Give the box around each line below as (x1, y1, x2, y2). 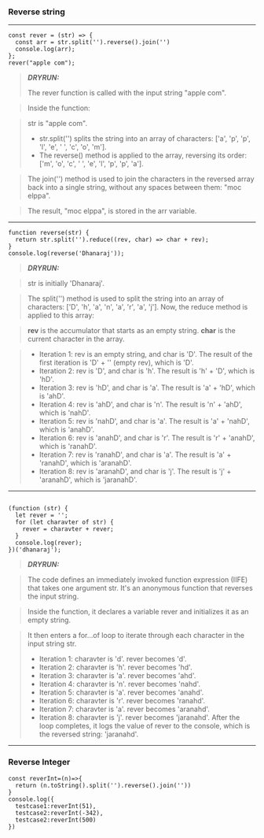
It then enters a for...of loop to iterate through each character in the (27, 631, 245, 640)
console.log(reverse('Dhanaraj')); (8, 250, 125, 258)
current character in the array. (27, 334, 125, 344)
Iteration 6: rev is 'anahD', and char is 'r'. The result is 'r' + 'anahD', (38, 433, 255, 443)
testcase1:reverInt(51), (15, 802, 97, 810)
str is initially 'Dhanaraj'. (27, 279, 104, 288)
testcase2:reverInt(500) (15, 816, 97, 824)
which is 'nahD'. (38, 408, 91, 417)
